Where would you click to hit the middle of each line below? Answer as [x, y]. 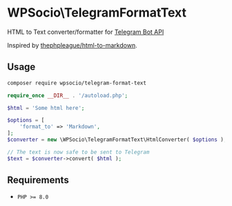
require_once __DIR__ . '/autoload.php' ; [68, 95]
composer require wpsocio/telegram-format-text [77, 83]
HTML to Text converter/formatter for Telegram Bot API [86, 32]
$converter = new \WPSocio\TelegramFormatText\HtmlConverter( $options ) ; [117, 140]
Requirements [38, 180]
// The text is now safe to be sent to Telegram [78, 152]
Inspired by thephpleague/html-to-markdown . [72, 45]
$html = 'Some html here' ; [46, 108]
